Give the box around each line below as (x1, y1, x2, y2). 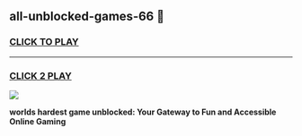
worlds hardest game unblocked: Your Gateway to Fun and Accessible (9, 106, 277, 117)
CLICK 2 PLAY (9, 69, 72, 81)
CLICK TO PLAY (9, 36, 79, 48)
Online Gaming (9, 115, 67, 126)
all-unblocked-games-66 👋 (9, 9, 164, 24)
